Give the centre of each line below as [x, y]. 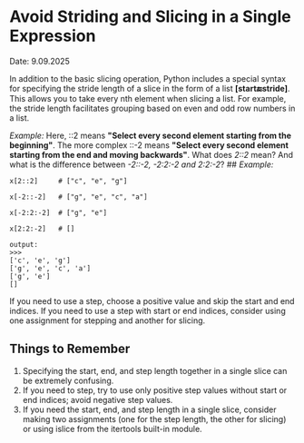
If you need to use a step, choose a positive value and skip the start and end [152, 300]
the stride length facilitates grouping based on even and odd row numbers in [152, 108]
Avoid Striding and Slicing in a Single [151, 17]
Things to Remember [70, 349]
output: [24, 244]
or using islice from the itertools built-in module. [112, 428]
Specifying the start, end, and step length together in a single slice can [155, 370]
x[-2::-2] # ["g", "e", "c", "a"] [78, 197]
